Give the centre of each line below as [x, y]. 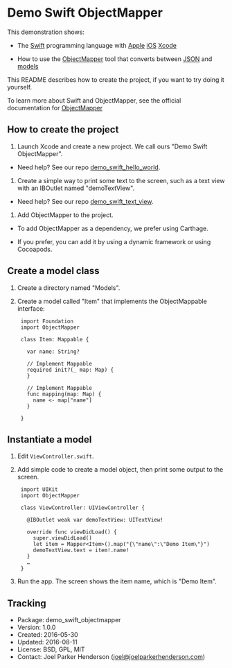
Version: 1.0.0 [36, 627]
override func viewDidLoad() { [72, 532]
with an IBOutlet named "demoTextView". [76, 188]
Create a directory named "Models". [69, 288]
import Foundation [47, 321]
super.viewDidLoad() [62, 538]
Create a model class [53, 271]
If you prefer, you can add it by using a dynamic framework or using [114, 241]
